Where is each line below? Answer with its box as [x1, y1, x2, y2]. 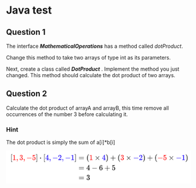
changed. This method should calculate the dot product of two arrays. [6, 72, 175, 78]
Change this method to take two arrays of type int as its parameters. [6, 54, 171, 61]
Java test [6, 4, 52, 17]
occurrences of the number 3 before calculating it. [6, 110, 128, 118]
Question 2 [6, 89, 48, 99]
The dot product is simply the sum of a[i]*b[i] [6, 139, 116, 146]
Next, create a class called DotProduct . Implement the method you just [6, 65, 180, 72]
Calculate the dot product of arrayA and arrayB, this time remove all [6, 104, 169, 111]
